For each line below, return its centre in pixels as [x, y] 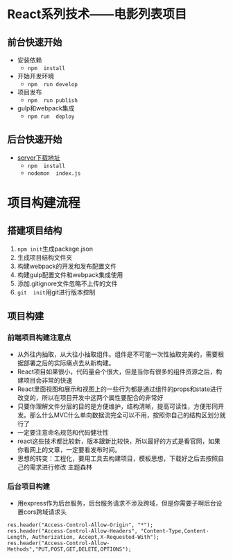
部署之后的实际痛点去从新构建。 [69, 362]
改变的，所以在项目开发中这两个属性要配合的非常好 [90, 397]
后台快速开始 [35, 140]
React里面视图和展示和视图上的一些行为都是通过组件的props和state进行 [120, 389]
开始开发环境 [35, 76]
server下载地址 [38, 158]
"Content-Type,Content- [175, 531]
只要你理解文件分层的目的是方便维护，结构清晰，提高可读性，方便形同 [118, 406]
